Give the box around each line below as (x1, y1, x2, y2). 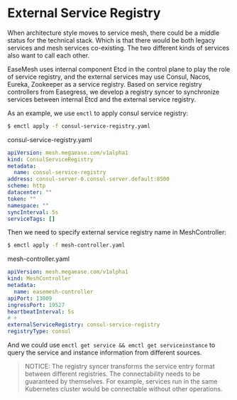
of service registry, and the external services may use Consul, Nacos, (7, 72, 211, 81)
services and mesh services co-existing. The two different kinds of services (7, 43, 230, 52)
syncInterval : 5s (7, 208, 59, 216)
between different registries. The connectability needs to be (24, 369, 201, 378)
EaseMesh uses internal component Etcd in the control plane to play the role (7, 65, 231, 73)
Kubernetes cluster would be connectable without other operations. (24, 385, 223, 394)
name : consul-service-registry (13, 169, 106, 176)
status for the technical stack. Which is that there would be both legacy (7, 36, 216, 44)
